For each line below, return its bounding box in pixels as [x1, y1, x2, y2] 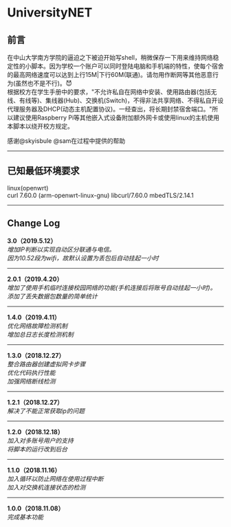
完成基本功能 [7, 513, 43, 521]
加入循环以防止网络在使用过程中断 [7, 474, 104, 482]
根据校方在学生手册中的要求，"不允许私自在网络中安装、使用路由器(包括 [7, 88, 211, 96]
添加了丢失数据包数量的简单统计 [7, 292, 98, 300]
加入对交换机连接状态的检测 [7, 483, 86, 491]
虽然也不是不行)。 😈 [15, 79, 72, 87]
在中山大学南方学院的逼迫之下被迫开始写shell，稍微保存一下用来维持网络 [7, 54, 213, 61]
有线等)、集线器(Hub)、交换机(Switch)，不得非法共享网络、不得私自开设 [19, 96, 224, 104]
